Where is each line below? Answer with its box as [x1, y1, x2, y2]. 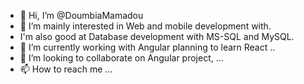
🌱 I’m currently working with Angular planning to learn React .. [19, 41, 276, 53]
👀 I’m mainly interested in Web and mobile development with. [19, 20, 272, 32]
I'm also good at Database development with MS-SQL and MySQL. [19, 31, 295, 42]
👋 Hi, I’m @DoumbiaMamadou [19, 10, 144, 21]
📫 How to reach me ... [19, 63, 113, 75]
